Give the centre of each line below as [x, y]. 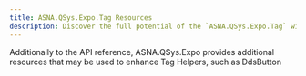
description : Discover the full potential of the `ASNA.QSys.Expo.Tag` [148, 26]
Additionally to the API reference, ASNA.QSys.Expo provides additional [142, 52]
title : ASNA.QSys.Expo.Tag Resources [81, 18]
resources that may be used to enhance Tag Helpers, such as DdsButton [146, 62]
